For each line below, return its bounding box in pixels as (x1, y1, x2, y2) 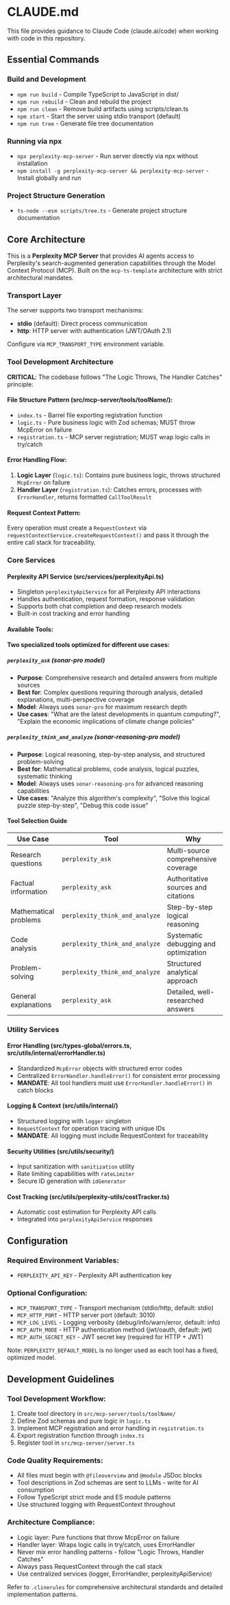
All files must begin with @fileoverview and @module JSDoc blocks (16, 1471, 203, 1480)
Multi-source (166, 846, 210, 855)
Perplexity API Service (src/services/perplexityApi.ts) (7, 572, 164, 580)
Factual (10, 878, 34, 887)
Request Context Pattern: (7, 509, 81, 517)
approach (166, 976, 199, 985)
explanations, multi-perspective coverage (16, 695, 135, 703)
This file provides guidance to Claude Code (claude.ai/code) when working (7, 27, 219, 35)
